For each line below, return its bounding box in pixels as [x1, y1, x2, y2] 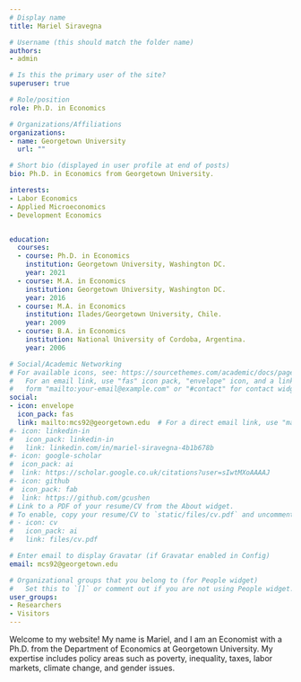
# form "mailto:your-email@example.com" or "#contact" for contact [9, 385, 275, 394]
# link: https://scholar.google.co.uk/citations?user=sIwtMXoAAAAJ [9, 468, 271, 477]
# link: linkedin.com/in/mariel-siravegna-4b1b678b [9, 443, 215, 452]
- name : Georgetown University [9, 137, 126, 146]
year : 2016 [25, 293, 66, 302]
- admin [9, 55, 39, 64]
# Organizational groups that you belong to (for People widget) [9, 576, 258, 585]
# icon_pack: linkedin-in [9, 435, 115, 444]
